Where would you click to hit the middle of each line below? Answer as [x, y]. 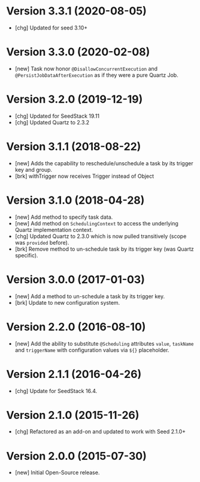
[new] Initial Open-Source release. [57, 472]
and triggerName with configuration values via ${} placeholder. [92, 350]
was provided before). [42, 242]
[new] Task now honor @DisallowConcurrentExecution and [86, 69]
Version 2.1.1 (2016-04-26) [74, 374]
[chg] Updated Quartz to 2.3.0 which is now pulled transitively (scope [101, 236]
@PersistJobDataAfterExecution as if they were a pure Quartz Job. [96, 75]
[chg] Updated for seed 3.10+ [51, 28]
